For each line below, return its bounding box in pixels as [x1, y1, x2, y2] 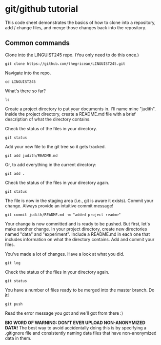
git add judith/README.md [5, 153, 58, 158]
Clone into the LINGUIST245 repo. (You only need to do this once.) [5, 52, 139, 58]
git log [5, 260, 21, 265]
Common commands [5, 39, 70, 47]
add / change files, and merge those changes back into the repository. [5, 24, 146, 30]
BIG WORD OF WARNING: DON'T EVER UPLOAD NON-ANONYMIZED [5, 320, 145, 325]
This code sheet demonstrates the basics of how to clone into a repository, [5, 20, 156, 25]
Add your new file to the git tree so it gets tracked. [5, 143, 106, 149]
